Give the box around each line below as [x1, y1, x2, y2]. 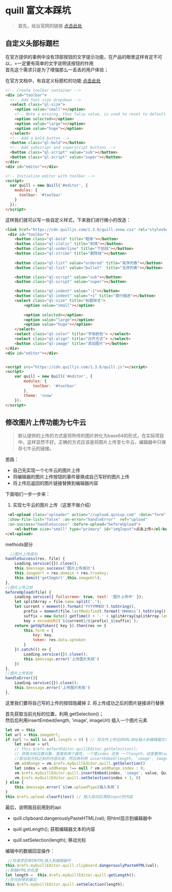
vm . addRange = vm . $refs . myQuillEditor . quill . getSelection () [14, 761, 145, 766]
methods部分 [5, 541, 33, 547]
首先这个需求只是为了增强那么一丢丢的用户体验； [5, 66, 109, 72]
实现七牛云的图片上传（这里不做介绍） [12, 502, 94, 508]
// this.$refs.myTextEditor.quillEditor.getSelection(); [14, 747, 139, 752]
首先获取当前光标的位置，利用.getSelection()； [5, 711, 104, 717]
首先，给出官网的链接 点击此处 [17, 23, 82, 29]
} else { [5, 780, 24, 785]
